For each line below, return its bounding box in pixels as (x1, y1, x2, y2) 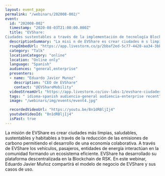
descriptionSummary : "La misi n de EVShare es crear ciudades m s (9, 39, 148, 44)
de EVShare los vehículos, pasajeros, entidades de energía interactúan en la (5, 145, 159, 151)
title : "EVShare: (9, 30, 45, 35)
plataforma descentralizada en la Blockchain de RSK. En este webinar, (5, 155, 147, 162)
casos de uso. (5, 166, 33, 172)
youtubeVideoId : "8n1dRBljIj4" (9, 112, 74, 117)
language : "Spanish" (9, 62, 52, 67)
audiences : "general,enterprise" (9, 67, 78, 72)
